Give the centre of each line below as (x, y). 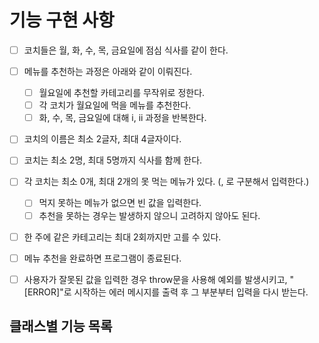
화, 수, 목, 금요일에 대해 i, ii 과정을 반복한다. (122, 118)
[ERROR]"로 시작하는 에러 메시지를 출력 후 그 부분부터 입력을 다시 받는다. (166, 292)
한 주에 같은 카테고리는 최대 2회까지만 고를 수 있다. (122, 237)
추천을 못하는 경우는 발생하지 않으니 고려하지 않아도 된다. (149, 215)
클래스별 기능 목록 (61, 326)
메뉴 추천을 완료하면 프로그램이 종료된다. (102, 258)
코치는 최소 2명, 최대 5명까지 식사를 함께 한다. (113, 160)
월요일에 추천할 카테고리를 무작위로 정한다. (122, 93)
